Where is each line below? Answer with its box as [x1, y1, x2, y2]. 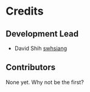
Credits [5, 4, 44, 18]
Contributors [5, 62, 56, 73]
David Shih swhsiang [14, 44, 67, 52]
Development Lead [5, 29, 79, 39]
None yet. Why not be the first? [5, 78, 85, 86]
